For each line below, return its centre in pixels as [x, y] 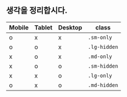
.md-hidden [103, 85]
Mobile [19, 27]
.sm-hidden [103, 66]
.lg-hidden [103, 47]
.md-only [100, 56]
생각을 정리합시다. [37, 11]
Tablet [44, 27]
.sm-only [100, 37]
